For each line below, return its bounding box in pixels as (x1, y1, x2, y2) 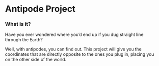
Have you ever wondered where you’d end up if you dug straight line (5, 32, 144, 37)
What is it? (5, 21, 31, 28)
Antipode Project (5, 3, 76, 15)
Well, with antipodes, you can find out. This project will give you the (5, 46, 142, 52)
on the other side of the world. (5, 57, 67, 63)
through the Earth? (5, 37, 43, 43)
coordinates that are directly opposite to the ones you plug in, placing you (5, 51, 155, 57)
